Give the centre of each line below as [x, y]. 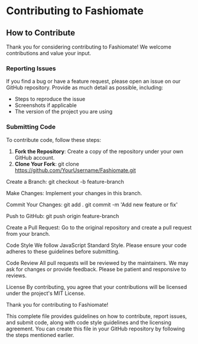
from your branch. [28, 233]
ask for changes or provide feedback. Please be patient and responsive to [96, 269]
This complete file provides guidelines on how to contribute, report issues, [97, 316]
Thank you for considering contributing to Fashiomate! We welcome [89, 47]
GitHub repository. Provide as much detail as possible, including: [85, 87]
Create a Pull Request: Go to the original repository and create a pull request [99, 227]
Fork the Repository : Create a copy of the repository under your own [99, 151]
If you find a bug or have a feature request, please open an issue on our [93, 82]
